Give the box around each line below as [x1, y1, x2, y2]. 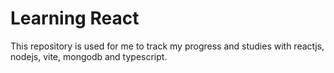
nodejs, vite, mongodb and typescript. [10, 50, 168, 62]
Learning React [10, 7, 140, 30]
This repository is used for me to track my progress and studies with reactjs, [10, 40, 325, 52]
